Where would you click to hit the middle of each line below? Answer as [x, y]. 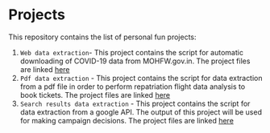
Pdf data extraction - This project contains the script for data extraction [141, 78]
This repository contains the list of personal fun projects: [102, 37]
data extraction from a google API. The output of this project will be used [141, 112]
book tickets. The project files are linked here [95, 95]
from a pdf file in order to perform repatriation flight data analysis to [133, 87]
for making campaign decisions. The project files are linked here [127, 120]
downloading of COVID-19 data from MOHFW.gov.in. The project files [135, 61]
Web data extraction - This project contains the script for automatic [132, 52]
